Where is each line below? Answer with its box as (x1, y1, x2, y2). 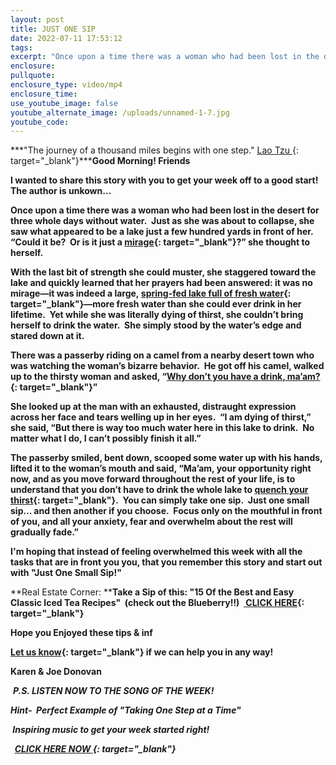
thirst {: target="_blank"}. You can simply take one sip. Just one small (10, 494, 310, 506)
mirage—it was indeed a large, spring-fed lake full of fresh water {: (10, 287, 292, 300)
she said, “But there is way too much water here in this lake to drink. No (10, 422, 315, 434)
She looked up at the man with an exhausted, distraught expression (10, 401, 297, 413)
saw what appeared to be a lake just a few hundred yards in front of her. (10, 226, 314, 238)
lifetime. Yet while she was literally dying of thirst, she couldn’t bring (10, 309, 304, 321)
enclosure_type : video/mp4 (10, 80, 123, 90)
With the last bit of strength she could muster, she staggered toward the (10, 266, 317, 278)
